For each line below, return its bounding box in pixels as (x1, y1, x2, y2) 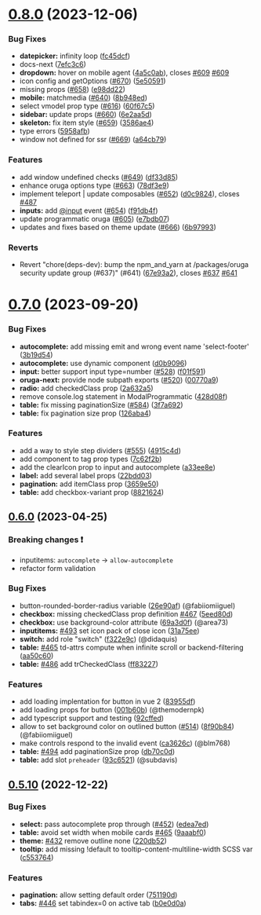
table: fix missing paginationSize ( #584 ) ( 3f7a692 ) (19, 400, 183, 409)
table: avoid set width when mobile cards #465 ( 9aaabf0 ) (19, 827, 206, 837)
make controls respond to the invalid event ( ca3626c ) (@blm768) (19, 738, 231, 748)
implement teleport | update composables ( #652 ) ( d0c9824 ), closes (19, 188, 241, 198)
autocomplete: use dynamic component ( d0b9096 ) (19, 358, 187, 368)
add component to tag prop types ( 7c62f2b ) (19, 454, 162, 463)
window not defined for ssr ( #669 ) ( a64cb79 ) (19, 135, 167, 145)
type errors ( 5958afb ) (19, 126, 90, 136)
